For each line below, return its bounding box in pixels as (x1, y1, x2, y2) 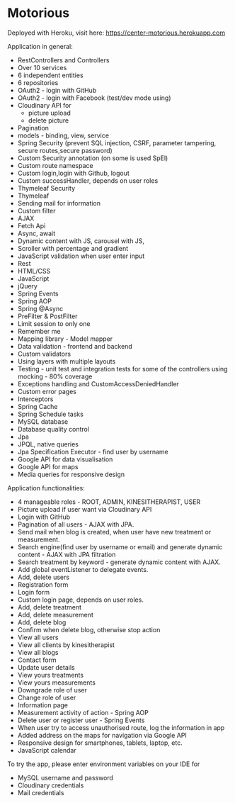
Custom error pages (17, 387, 76, 395)
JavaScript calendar (17, 746, 76, 754)
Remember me (17, 327, 61, 335)
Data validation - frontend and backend (17, 342, 132, 350)
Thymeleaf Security (17, 184, 76, 192)
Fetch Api (17, 221, 46, 230)
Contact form (17, 656, 57, 664)
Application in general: (7, 42, 73, 50)
